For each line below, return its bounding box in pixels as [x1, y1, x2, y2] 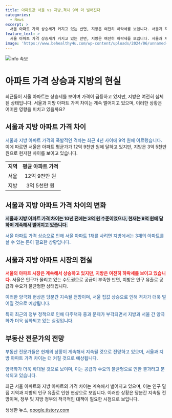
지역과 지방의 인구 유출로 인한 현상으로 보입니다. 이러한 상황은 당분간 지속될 [10, 389, 161, 395]
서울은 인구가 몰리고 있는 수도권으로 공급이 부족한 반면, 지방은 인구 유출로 [12, 277, 159, 283]
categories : [5, 12, 31, 17]
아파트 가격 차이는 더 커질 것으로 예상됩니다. [10, 354, 98, 361]
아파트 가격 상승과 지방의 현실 [5, 75, 121, 87]
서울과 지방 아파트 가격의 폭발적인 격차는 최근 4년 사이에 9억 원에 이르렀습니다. [5, 137, 163, 143]
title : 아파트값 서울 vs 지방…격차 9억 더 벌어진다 [5, 7, 101, 13]
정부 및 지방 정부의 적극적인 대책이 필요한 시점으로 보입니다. [20, 395, 139, 402]
